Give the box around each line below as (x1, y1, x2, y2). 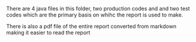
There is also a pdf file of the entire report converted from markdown (6, 23, 177, 30)
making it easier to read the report (6, 29, 91, 36)
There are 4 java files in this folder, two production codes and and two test (6, 5, 190, 12)
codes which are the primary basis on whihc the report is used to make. (6, 11, 183, 18)
